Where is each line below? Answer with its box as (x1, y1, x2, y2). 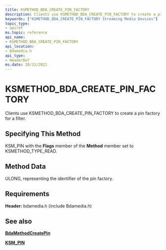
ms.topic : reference (5, 30, 48, 35)
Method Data (5, 162, 46, 171)
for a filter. (5, 115, 26, 121)
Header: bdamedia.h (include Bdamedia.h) (5, 203, 92, 209)
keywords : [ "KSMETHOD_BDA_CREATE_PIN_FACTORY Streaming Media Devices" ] (5, 16, 158, 21)
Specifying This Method (5, 130, 81, 138)
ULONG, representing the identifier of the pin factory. (5, 176, 114, 181)
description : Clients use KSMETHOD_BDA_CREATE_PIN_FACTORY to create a (5, 12, 156, 17)
